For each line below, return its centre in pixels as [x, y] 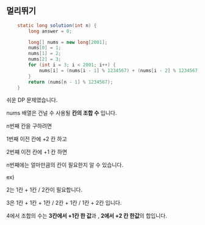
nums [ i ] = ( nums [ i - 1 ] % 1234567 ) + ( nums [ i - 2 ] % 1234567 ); [121, 70]
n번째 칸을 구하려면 [29, 126]
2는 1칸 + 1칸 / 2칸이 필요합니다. [45, 190]
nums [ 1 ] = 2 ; [45, 54]
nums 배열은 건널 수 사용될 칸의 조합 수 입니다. [62, 113]
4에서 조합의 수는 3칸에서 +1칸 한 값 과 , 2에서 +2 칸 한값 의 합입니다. [87, 216]
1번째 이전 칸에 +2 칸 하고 [37, 139]
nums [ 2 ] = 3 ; [45, 59]
